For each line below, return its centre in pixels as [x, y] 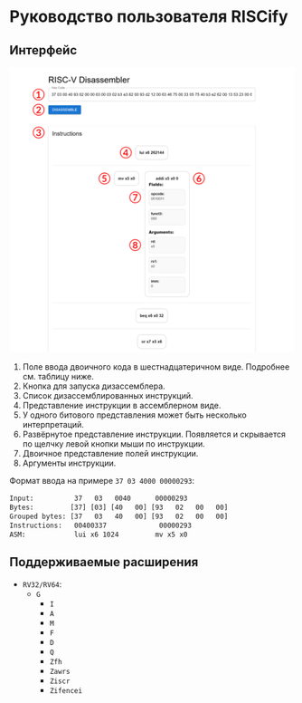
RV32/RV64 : [42, 584]
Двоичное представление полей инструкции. [110, 453]
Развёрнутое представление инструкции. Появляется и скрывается [154, 434]
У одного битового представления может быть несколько [134, 415]
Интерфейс [43, 50]
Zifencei [66, 690]
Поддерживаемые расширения [104, 562]
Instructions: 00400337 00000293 [101, 525]
